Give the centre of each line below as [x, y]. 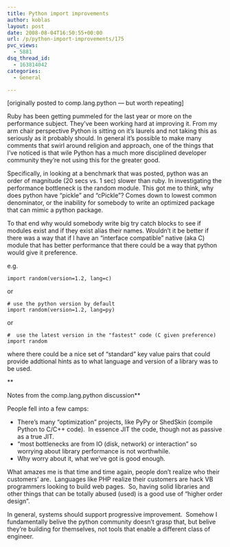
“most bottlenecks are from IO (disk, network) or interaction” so [107, 444]
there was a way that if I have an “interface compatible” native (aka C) [106, 238]
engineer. [21, 537]
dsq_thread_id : [29, 58]
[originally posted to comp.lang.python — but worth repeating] [95, 103]
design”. [19, 501]
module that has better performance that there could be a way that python [112, 246]
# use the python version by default [61, 304]
